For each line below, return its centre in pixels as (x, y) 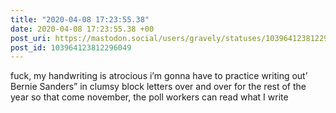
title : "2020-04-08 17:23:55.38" (80, 19)
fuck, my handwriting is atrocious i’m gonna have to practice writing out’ (159, 76)
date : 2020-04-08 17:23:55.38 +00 (82, 29)
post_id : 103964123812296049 (71, 47)
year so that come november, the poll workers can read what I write (149, 97)
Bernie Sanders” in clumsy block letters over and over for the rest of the (158, 87)
